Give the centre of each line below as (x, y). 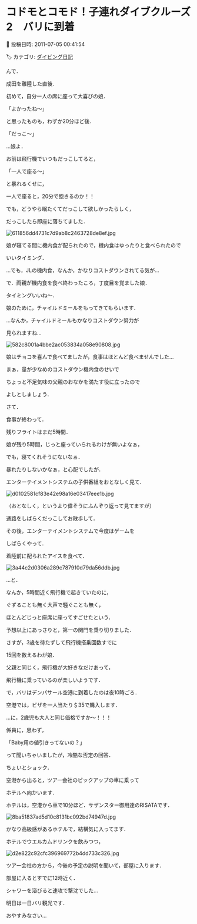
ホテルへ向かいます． (32, 792)
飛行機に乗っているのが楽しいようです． (55, 680)
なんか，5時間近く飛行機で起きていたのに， (59, 592)
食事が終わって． (26, 419)
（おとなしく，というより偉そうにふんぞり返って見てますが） (80, 506)
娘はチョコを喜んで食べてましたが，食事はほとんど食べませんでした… (90, 356)
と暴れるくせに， (27, 184)
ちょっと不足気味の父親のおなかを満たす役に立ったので (73, 382)
